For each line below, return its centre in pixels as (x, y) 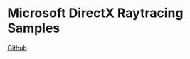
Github (17, 48)
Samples (34, 28)
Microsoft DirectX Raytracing (95, 13)
